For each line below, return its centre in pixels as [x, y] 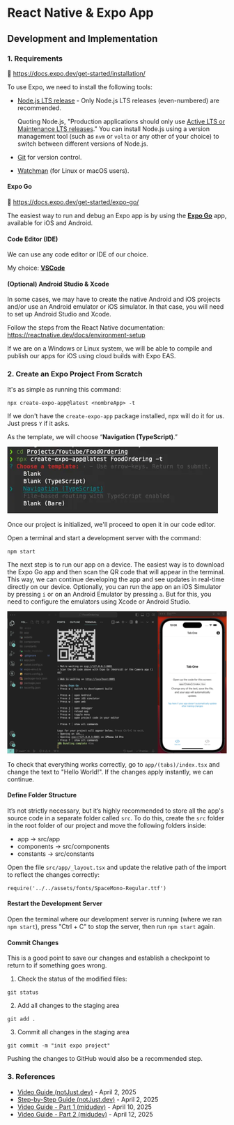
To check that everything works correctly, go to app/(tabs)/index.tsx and [114, 764]
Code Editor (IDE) [33, 239]
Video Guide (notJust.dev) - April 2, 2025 [77, 1092]
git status [23, 993]
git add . [22, 1019]
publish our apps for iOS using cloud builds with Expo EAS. [92, 356]
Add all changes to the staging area [68, 1006]
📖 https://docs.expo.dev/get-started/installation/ [77, 73]
